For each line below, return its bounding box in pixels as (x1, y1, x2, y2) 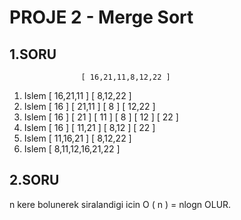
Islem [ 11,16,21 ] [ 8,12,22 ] (23, 132, 132, 144)
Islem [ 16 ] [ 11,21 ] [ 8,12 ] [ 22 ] (23, 122, 156, 133)
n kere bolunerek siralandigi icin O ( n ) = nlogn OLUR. (9, 198, 232, 210)
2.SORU (9, 172, 60, 189)
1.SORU (9, 46, 57, 63)
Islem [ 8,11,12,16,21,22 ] (23, 143, 121, 155)
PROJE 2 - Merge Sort (9, 6, 194, 29)
